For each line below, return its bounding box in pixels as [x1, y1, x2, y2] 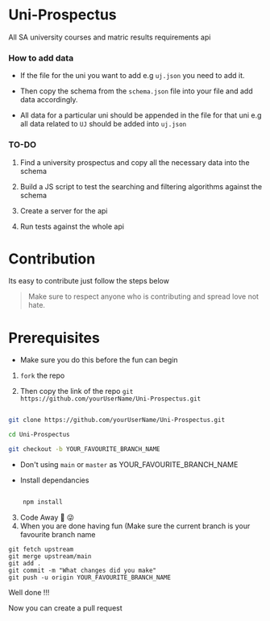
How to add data [8, 52, 74, 64]
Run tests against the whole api [19, 221, 125, 231]
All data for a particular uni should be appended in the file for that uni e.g [19, 110, 262, 120]
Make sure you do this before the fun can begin [19, 355, 179, 365]
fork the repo [19, 371, 65, 380]
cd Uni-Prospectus [8, 431, 70, 439]
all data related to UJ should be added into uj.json [19, 119, 187, 129]
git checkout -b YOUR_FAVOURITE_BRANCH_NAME [8, 445, 160, 453]
